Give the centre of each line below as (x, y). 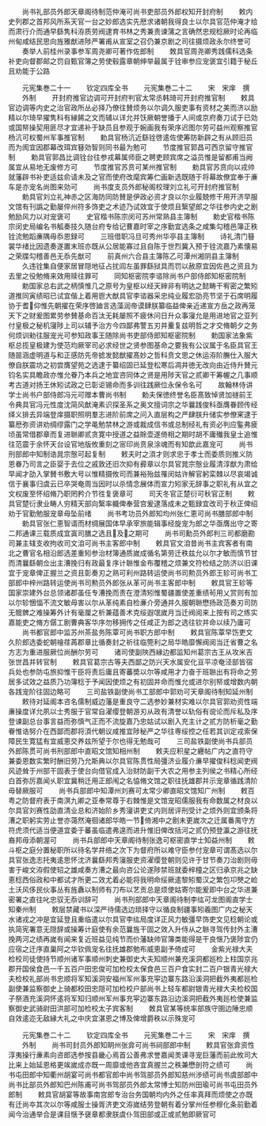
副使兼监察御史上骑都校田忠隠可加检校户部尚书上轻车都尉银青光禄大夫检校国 (133, 989)
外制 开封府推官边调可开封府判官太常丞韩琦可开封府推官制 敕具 (138, 98)
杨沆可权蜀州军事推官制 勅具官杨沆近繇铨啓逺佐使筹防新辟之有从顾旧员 (131, 137)
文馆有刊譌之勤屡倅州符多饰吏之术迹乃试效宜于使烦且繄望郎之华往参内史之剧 (133, 207)
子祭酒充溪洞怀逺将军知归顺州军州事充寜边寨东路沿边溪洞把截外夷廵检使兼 (129, 999)
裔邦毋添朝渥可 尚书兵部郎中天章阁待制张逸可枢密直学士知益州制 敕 (131, 840)
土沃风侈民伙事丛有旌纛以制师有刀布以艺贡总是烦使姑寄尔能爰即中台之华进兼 (133, 890)
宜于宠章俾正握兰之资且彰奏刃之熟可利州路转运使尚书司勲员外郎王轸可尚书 (129, 573)
